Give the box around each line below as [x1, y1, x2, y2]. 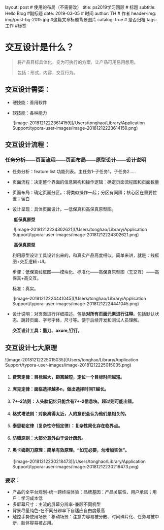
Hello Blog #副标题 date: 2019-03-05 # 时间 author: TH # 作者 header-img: [5, 10, 157, 16]
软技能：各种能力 [12, 110, 47, 116]
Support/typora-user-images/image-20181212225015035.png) [5, 362, 131, 368]
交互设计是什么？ [5, 42, 75, 53]
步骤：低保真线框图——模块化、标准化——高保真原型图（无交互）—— [12, 269, 155, 275]
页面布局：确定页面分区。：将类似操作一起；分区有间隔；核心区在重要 [12, 189, 153, 196]
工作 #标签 [5, 23, 27, 29]
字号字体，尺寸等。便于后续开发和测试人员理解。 [42, 317, 142, 323]
